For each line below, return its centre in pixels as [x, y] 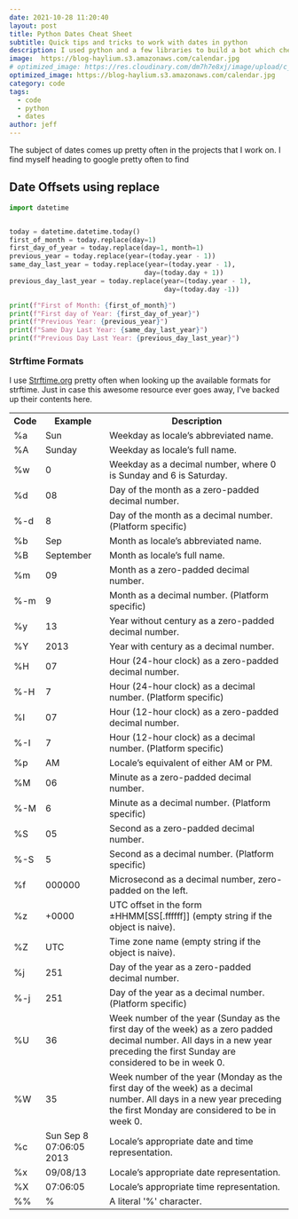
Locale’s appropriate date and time [181, 1142]
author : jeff [33, 125]
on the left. [166, 891]
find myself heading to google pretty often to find [99, 159]
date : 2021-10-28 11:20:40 [59, 17]
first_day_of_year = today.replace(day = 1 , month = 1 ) [106, 248]
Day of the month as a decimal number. [191, 516]
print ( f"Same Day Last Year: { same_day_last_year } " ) [109, 330]
